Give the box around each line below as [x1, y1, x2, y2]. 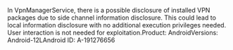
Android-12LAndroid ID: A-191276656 [7, 36, 115, 44]
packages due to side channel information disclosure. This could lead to [7, 13, 217, 22]
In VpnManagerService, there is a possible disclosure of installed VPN [7, 6, 210, 14]
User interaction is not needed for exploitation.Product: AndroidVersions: [7, 28, 218, 37]
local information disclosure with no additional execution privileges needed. [7, 21, 227, 29]
